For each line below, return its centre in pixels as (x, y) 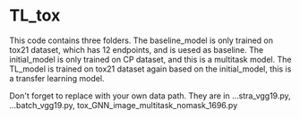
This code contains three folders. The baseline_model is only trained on (141, 40)
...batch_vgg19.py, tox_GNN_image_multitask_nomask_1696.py (124, 105)
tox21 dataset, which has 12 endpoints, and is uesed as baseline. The (137, 49)
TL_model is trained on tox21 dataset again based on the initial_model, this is (150, 69)
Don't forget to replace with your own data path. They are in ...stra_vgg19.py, (150, 96)
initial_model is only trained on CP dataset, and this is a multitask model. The (150, 59)
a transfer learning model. (57, 78)
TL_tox (35, 16)
